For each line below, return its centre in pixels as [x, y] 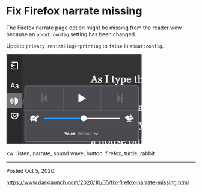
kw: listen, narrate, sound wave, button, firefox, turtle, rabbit [81, 153]
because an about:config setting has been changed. [71, 34]
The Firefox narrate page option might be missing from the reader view [94, 28]
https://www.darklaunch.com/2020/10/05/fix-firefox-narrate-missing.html [98, 182]
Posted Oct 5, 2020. [31, 170]
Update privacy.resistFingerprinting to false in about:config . [85, 46]
